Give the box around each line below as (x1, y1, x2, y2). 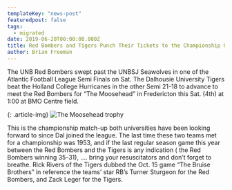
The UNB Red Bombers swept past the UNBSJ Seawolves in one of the (7, 67, 209, 76)
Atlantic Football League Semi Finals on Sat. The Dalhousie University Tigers (7, 75, 225, 83)
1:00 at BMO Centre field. (7, 97, 79, 105)
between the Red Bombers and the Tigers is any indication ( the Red (7, 146, 202, 154)
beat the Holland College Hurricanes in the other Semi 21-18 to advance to (7, 82, 219, 91)
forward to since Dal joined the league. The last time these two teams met (7, 131, 217, 139)
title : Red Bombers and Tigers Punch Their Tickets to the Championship (7, 42, 221, 49)
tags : (7, 23, 23, 30)
